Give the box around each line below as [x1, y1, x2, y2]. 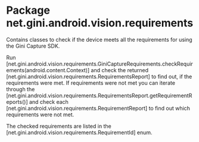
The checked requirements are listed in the [6, 122, 111, 129]
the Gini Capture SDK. [6, 42, 60, 50]
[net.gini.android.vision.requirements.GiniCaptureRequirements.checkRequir [6, 60, 194, 67]
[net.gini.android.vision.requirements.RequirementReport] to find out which [6, 104, 191, 112]
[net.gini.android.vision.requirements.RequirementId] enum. [6, 129, 153, 136]
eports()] [6, 98, 28, 105]
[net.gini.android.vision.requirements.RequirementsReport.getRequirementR [6, 92, 192, 99]
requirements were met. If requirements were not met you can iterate [6, 79, 176, 87]
